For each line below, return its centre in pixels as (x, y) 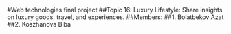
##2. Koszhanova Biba (39, 24)
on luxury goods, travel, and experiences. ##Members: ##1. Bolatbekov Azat (115, 17)
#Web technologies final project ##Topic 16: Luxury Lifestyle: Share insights (115, 10)
